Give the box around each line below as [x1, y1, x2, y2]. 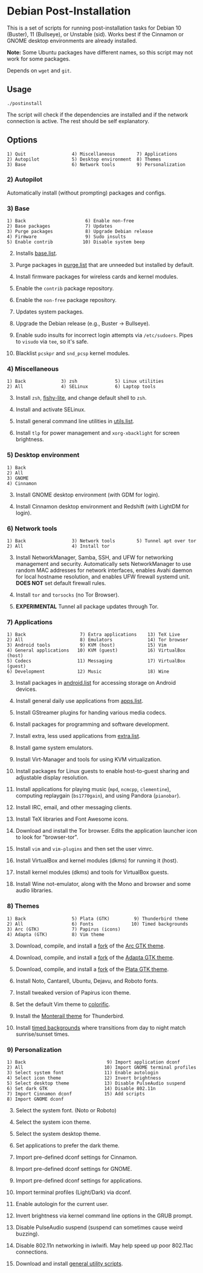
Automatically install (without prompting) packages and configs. [7, 189, 166, 196]
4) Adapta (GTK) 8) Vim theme [7, 931, 105, 937]
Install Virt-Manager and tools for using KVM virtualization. [15, 756, 162, 763]
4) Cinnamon [7, 480, 37, 487]
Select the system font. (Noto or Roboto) [15, 1106, 117, 1114]
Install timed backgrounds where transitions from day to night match [15, 1024, 186, 1031]
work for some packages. [7, 55, 71, 62]
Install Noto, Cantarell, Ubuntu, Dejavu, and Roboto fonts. [15, 977, 158, 984]
